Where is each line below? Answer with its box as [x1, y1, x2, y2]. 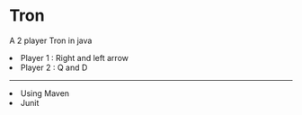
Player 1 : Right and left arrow [21, 52, 129, 63]
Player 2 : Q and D [21, 62, 88, 73]
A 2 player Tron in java [9, 35, 93, 46]
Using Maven [21, 87, 70, 99]
